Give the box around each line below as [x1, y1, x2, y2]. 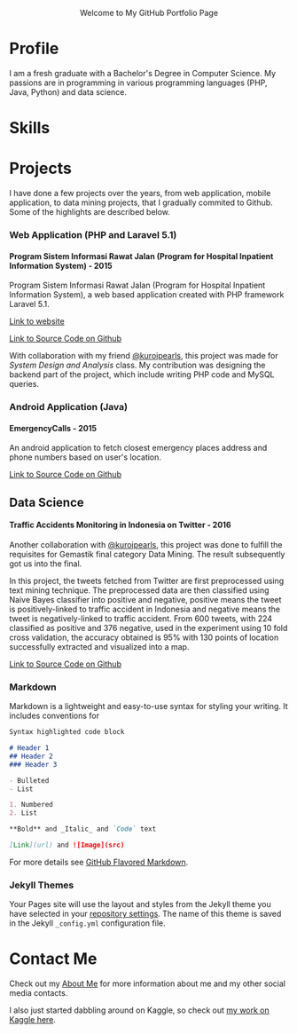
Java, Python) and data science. [9, 86, 127, 97]
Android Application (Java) [9, 401, 129, 414]
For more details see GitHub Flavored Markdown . [9, 856, 189, 867]
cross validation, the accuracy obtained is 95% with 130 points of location [9, 632, 279, 643]
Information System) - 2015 [9, 260, 113, 271]
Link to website [9, 316, 65, 327]
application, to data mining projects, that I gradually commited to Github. [9, 197, 273, 208]
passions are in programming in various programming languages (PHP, [9, 77, 268, 88]
